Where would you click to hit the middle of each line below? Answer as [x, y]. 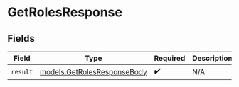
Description [212, 58]
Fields [21, 39]
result [22, 72]
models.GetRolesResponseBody [94, 71]
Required [170, 58]
